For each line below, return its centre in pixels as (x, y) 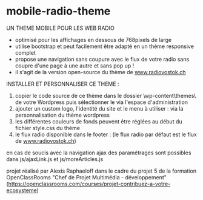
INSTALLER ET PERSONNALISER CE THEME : (63, 84)
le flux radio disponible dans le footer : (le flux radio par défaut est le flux (106, 134)
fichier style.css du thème (48, 128)
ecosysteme (22, 190)
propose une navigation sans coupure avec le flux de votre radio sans (102, 59)
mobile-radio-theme (58, 11)
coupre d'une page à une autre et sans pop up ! (75, 66)
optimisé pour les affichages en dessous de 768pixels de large (93, 40)
